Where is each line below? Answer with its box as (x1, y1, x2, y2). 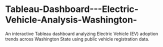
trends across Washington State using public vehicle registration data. (5, 36, 149, 42)
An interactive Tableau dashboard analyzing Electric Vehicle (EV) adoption (5, 30, 158, 36)
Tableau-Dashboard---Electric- (5, 3, 139, 15)
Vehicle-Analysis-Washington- (5, 14, 137, 25)
